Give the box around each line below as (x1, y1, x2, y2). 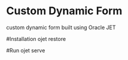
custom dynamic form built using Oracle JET (6, 24, 116, 31)
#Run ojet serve (6, 46, 45, 54)
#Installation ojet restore (6, 35, 66, 42)
